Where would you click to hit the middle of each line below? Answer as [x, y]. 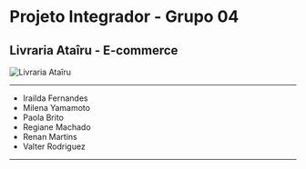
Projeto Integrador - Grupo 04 [124, 17]
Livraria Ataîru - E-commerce [94, 50]
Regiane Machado [56, 127]
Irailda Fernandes [55, 98]
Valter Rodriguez [54, 146]
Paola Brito [43, 117]
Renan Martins [50, 137]
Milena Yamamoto [56, 108]
